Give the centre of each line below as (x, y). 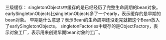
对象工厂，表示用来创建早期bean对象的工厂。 (56, 32)
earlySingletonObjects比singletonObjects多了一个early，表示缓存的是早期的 (83, 13)
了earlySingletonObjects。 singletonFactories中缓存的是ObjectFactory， (80, 26)
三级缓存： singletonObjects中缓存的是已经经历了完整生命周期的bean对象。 (83, 7)
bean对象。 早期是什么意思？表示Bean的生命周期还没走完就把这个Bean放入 (83, 20)
